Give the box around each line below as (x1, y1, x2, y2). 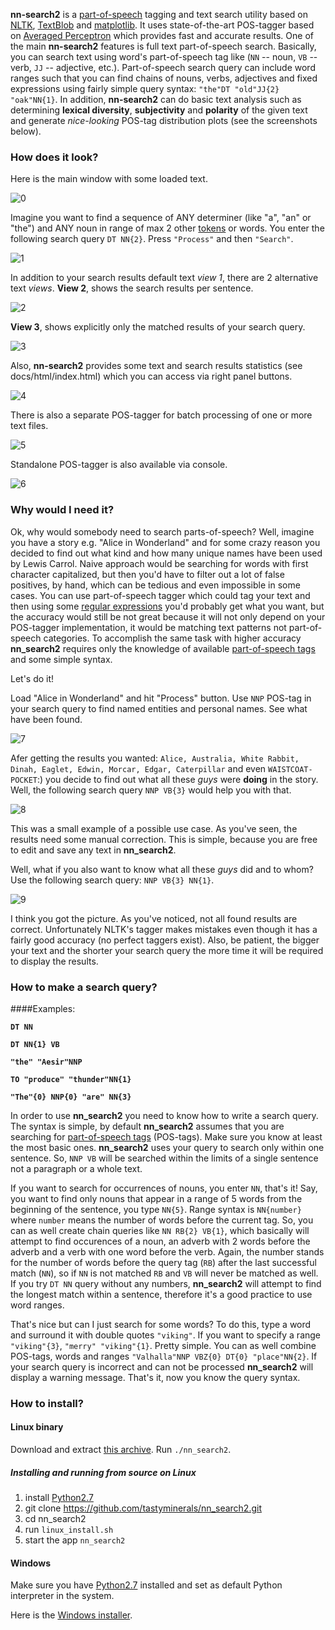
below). (10, 125, 42, 137)
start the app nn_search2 (24, 1534, 126, 1546)
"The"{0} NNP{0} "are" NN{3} (10, 1092, 132, 1102)
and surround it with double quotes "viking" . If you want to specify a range (10, 1329, 322, 1341)
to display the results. (10, 955, 99, 967)
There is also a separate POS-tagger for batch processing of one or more (10, 409, 313, 421)
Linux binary (10, 1421, 64, 1433)
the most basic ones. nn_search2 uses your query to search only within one (10, 1141, 325, 1153)
